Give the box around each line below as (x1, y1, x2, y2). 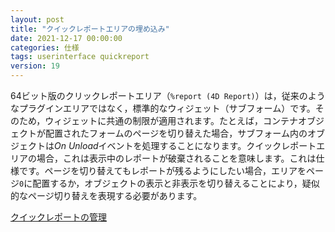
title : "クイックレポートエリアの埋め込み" (10, 24, 170, 34)
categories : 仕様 (10, 42, 80, 53)
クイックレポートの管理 (10, 211, 107, 223)
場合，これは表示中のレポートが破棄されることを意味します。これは (36, 152, 317, 164)
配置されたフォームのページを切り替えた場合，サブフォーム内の (44, 127, 308, 139)
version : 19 (10, 61, 60, 71)
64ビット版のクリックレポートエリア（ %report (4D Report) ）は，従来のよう (10, 90, 326, 101)
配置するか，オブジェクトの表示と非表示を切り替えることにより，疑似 (32, 177, 320, 189)
